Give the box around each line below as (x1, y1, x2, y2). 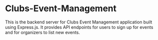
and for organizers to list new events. (5, 29, 80, 35)
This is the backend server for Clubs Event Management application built (5, 19, 153, 25)
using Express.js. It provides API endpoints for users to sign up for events (5, 24, 154, 30)
